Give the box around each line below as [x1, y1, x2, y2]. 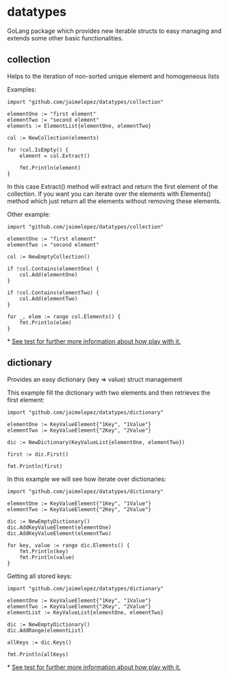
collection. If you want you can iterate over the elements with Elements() [7, 190, 211, 198]
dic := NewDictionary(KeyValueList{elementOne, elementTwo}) [7, 439, 186, 445]
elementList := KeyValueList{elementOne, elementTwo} [7, 609, 164, 616]
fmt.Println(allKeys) [7, 651, 69, 657]
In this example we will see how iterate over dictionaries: [7, 475, 166, 483]
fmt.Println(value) [19, 553, 75, 561]
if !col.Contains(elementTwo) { [7, 289, 99, 296]
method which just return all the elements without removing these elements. [7, 196, 221, 205]
